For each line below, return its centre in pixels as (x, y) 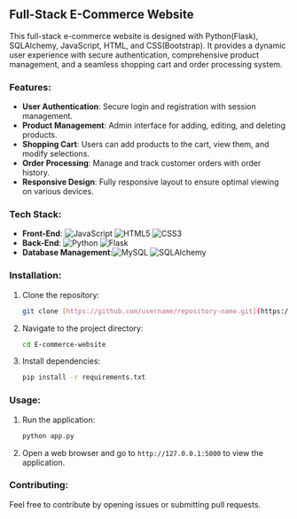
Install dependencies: (61, 361)
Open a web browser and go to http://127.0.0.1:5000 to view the (143, 452)
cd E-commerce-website (64, 344)
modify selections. (56, 153)
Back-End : (42, 243)
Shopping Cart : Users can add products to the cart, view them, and (145, 145)
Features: (30, 87)
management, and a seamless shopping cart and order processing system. (146, 64)
